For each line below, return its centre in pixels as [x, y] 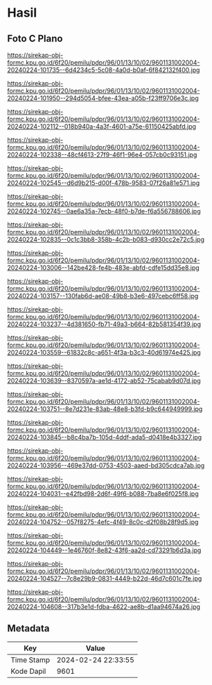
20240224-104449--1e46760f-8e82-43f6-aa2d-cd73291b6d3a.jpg [104, 550]
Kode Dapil [28, 671]
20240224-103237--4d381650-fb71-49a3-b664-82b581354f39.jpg [104, 324]
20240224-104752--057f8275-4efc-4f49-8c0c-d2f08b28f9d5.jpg [103, 522]
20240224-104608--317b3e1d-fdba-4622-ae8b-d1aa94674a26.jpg [104, 607]
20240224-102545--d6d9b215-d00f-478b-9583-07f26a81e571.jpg [103, 183]
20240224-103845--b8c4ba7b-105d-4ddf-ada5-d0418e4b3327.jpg [105, 437]
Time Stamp [30, 660]
